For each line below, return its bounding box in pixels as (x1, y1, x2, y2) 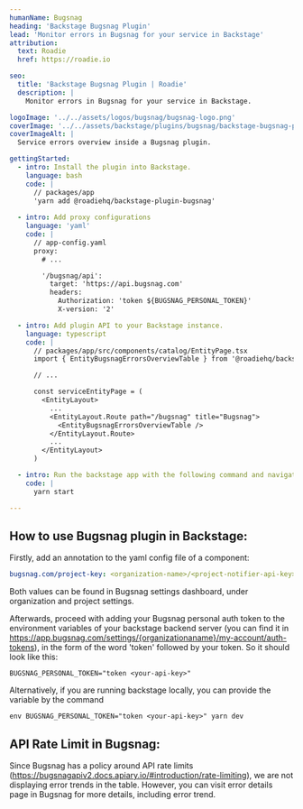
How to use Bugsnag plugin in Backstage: (9, 529, 248, 544)
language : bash (25, 170, 83, 180)
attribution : (9, 38, 59, 48)
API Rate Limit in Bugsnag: (9, 736, 161, 751)
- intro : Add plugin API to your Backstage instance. (17, 321, 224, 330)
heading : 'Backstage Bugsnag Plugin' (9, 22, 151, 31)
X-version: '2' (57, 305, 115, 314)
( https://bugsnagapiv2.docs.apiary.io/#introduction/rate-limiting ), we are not (9, 770, 294, 780)
